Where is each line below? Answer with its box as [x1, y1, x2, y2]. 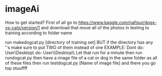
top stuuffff [5, 65, 28, 71]
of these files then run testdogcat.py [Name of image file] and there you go [5, 60, 156, 66]
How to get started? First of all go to [5, 19, 78, 25]
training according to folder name [5, 30, 72, 36]
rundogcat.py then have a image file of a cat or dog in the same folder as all [5, 55, 158, 60]
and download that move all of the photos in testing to [40, 24, 150, 30]
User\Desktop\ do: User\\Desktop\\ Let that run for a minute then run [5, 50, 142, 56]
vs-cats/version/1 [5, 24, 40, 30]
